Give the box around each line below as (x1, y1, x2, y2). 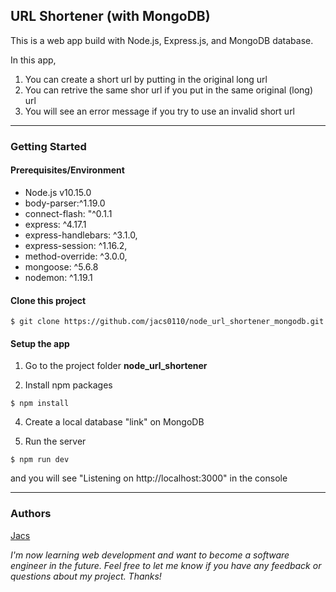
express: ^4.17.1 (24, 218, 87, 230)
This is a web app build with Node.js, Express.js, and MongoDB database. (10, 34, 314, 46)
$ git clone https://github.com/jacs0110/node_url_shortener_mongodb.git (10, 317, 325, 327)
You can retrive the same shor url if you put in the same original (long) (24, 84, 313, 96)
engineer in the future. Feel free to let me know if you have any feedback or (10, 559, 322, 571)
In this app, (10, 54, 57, 66)
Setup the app (10, 337, 70, 349)
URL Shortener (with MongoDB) (10, 8, 211, 25)
